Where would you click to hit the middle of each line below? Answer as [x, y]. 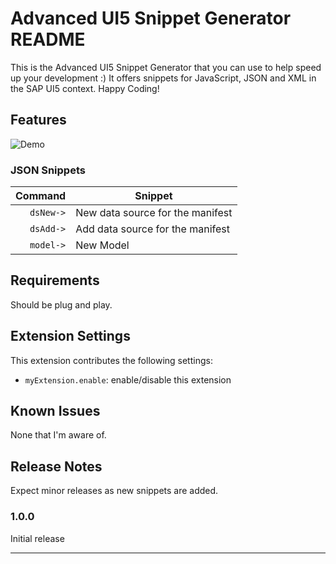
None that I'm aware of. [58, 435]
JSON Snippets [48, 170]
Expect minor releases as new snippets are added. [114, 491]
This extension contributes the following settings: [111, 360]
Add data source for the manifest [152, 229]
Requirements [55, 280]
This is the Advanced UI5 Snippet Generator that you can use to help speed [166, 67]
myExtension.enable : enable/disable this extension [128, 379]
